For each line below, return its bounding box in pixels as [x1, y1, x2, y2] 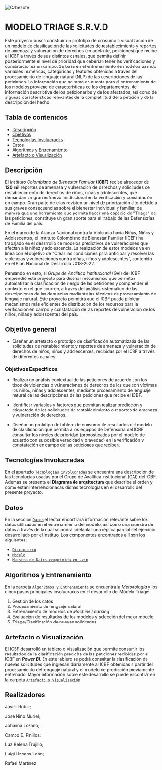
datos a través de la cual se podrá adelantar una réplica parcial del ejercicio [5, 527, 156, 533]
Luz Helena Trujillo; [5, 741, 44, 747]
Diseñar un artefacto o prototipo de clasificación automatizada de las [12, 338, 150, 344]
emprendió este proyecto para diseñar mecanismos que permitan [5, 275, 135, 281]
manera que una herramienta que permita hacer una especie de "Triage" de [5, 210, 156, 216]
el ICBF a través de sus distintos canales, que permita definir [5, 53, 126, 59]
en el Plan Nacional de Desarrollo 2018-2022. [5, 261, 96, 266]
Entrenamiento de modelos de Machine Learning [12, 609, 110, 615]
